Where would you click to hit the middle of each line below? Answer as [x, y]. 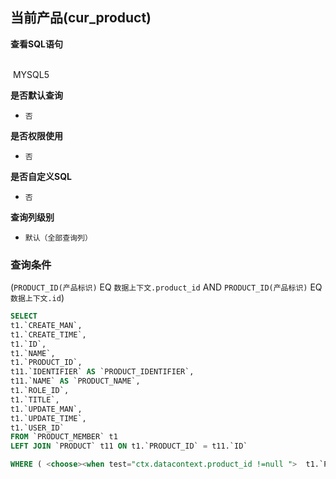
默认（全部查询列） [58, 238]
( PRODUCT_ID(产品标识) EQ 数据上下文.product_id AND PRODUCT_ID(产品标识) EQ [166, 287]
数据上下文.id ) [37, 298]
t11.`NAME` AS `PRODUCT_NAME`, [75, 381]
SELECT [24, 316]
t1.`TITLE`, [35, 399]
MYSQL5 [31, 74]
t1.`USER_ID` [37, 428]
